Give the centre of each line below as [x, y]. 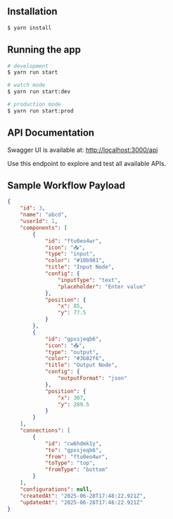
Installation [32, 12]
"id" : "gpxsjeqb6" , [73, 339]
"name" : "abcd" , [44, 215]
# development [28, 66]
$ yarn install [30, 27]
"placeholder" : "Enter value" [102, 287]
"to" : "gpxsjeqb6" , [73, 450]
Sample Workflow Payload [66, 185]
